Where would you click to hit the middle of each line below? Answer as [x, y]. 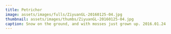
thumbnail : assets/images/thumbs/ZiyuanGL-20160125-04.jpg [70, 19]
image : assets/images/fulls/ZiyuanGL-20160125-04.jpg [64, 14]
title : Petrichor [24, 10]
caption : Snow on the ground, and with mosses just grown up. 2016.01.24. [87, 24]
